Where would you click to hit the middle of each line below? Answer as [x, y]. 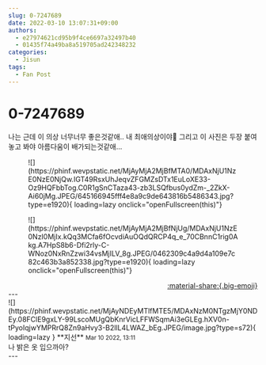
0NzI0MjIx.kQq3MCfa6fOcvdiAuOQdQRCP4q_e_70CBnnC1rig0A [133, 236]
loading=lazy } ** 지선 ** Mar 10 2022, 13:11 [72, 336]
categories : [28, 52]
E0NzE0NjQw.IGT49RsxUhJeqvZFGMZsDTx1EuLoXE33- [120, 179]
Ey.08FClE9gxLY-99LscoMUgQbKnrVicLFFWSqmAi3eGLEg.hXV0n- [119, 319]
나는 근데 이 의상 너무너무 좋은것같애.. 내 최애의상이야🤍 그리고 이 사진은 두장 [125, 136]
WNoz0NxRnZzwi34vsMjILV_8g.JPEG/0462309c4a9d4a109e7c [132, 253]
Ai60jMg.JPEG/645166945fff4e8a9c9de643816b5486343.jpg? [131, 196]
